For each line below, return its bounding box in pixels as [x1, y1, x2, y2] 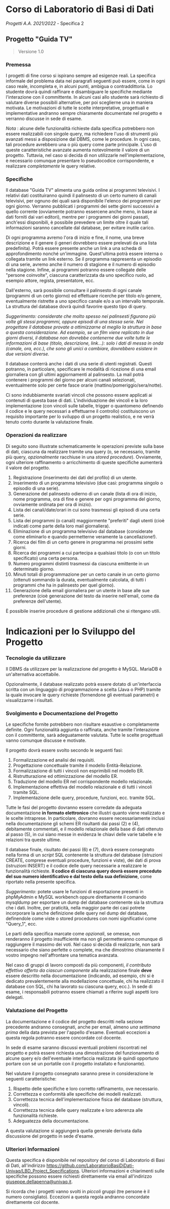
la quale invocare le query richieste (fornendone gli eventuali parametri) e [6, 692, 159, 698]
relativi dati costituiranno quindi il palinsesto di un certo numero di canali [6, 192, 157, 198]
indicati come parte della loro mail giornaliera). [13, 523, 110, 529]
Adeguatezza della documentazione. [13, 1117, 90, 1124]
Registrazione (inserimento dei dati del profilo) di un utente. [13, 474, 137, 480]
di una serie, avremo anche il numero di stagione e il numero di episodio [6, 262, 156, 268]
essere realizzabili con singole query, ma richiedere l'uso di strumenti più [6, 131, 158, 137]
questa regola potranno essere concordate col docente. [6, 1034, 122, 1040]
